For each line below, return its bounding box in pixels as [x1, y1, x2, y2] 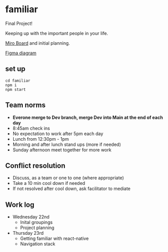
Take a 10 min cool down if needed [12, 180, 86, 186]
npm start [5, 87, 26, 92]
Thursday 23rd [12, 230, 44, 236]
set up [5, 65, 26, 73]
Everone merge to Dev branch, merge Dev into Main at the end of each [12, 114, 163, 120]
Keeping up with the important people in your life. [5, 30, 108, 36]
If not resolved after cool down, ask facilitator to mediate [12, 185, 131, 192]
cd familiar [5, 78, 30, 83]
